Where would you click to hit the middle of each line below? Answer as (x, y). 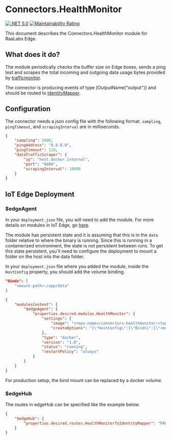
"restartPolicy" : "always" (70, 352)
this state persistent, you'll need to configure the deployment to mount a (81, 251)
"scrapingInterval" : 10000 (52, 169)
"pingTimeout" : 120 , (36, 150)
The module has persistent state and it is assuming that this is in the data (82, 235)
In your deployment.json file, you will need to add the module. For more (80, 220)
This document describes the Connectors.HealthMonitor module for (76, 33)
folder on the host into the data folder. (45, 257)
